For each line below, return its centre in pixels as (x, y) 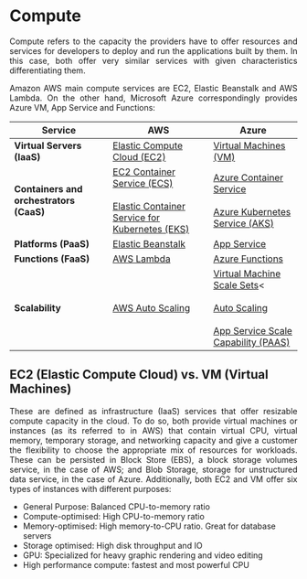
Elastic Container (149, 206)
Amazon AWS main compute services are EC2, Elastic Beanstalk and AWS (153, 88)
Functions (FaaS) (52, 259)
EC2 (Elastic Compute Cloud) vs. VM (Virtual (139, 375)
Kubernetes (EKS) (151, 229)
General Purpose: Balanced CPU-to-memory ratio (116, 506)
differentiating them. (48, 70)
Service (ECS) (143, 183)
